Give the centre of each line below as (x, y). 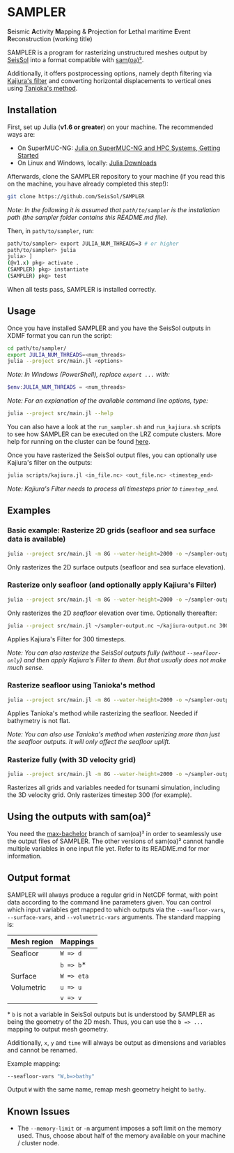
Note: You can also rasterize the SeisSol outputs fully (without (96, 653)
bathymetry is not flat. (39, 720)
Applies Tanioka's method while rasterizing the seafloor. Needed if (103, 713)
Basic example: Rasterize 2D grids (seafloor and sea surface (111, 530)
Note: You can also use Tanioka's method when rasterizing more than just (114, 734)
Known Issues (39, 1111)
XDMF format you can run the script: (60, 335)
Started (28, 155)
